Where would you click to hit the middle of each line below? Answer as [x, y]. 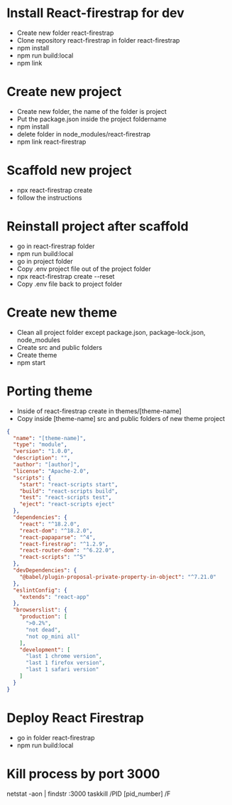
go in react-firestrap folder [56, 246]
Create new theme [62, 313]
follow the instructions [49, 198]
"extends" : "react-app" [55, 597]
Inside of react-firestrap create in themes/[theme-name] [99, 411]
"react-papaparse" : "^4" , [58, 537]
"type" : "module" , [40, 445]
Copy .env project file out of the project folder [84, 269]
